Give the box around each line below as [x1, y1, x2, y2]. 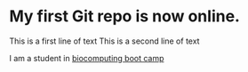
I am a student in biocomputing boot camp [9, 52, 164, 63]
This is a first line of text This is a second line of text [9, 36, 200, 46]
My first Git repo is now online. [9, 6, 240, 27]
